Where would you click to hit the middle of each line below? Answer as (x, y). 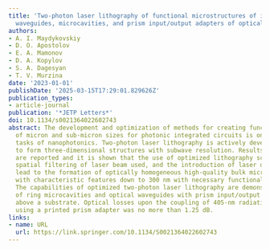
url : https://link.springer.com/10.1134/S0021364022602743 (117, 233)
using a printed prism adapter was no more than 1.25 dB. (115, 210)
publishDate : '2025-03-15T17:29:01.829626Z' (84, 90)
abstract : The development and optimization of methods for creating (127, 128)
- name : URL (28, 225)
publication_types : (41, 98)
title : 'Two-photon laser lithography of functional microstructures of (133, 16)
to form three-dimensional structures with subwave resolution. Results (140, 150)
